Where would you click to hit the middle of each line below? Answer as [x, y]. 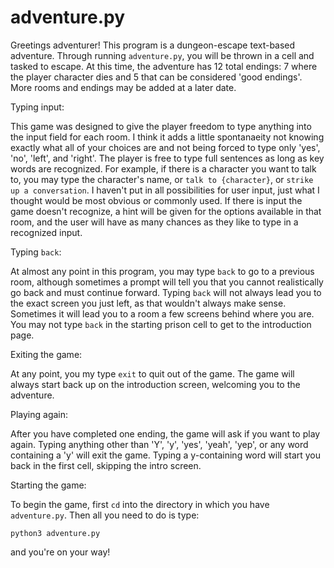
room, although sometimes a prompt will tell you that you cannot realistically [167, 282]
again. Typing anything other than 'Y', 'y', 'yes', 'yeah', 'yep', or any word [159, 444]
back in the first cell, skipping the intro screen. [106, 465]
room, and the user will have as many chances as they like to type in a [154, 222]
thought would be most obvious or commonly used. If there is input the [156, 200]
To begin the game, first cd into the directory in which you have [140, 504]
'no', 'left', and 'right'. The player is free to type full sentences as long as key [167, 158]
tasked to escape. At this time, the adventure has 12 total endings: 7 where [164, 66]
